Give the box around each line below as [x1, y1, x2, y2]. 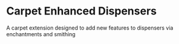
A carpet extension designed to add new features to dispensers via [6, 24, 174, 31]
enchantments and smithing [6, 30, 76, 37]
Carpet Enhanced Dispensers [6, 4, 157, 18]
